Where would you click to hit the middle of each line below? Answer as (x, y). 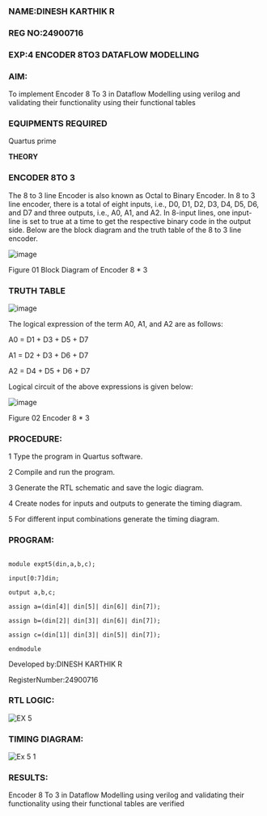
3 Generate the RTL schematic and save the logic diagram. (106, 488)
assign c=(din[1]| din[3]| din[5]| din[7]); (85, 635)
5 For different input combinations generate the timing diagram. (114, 519)
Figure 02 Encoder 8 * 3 (49, 417)
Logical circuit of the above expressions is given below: (101, 387)
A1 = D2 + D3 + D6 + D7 (49, 355)
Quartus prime (32, 141)
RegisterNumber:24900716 (53, 679)
